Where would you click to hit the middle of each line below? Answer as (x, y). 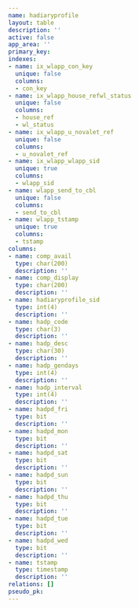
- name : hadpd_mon (38, 431)
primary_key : (29, 52)
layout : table (31, 23)
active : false (31, 37)
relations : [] (31, 584)
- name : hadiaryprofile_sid (54, 300)
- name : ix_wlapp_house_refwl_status (70, 96)
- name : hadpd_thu (38, 497)
